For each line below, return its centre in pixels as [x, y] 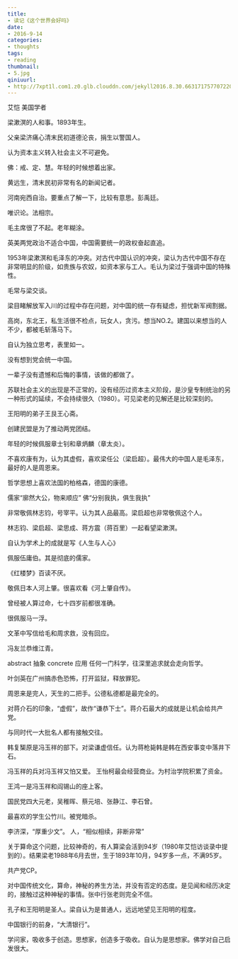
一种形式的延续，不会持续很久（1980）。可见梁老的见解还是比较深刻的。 [112, 399]
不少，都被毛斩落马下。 [41, 329]
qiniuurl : [22, 80]
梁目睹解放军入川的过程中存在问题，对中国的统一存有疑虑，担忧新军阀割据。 [119, 306]
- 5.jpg [19, 73]
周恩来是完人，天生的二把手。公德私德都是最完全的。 [85, 693]
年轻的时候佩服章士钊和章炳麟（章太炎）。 [68, 444]
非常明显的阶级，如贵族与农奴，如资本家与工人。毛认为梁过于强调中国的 [113, 267]
